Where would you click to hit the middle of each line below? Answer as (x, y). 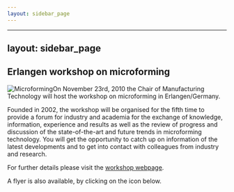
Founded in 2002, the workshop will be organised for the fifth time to (106, 109)
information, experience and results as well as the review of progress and (112, 124)
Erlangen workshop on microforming (89, 72)
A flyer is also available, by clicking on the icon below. (84, 181)
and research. (27, 154)
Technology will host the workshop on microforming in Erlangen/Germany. (114, 96)
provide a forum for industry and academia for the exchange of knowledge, (115, 117)
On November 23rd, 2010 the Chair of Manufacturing (128, 88)
